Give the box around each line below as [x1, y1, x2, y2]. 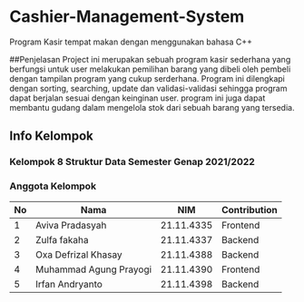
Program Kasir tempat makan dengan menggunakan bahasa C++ [9, 36, 252, 47]
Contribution [221, 203, 279, 216]
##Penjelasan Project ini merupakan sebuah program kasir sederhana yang [9, 54, 291, 64]
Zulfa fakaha [35, 233, 89, 246]
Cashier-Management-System [9, 6, 245, 27]
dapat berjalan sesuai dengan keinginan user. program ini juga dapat [9, 93, 266, 103]
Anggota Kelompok [9, 180, 97, 192]
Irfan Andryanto [35, 278, 103, 290]
